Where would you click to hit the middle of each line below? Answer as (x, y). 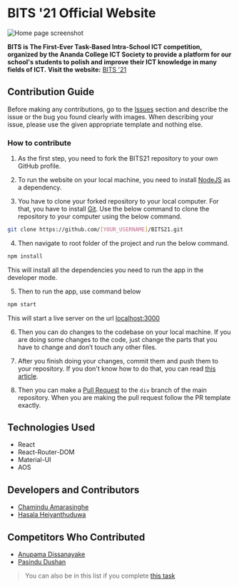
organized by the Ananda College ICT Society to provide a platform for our (119, 54)
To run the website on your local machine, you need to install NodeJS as (124, 180)
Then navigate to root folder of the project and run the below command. (123, 243)
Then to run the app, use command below (79, 291)
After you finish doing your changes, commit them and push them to (118, 361)
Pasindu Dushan (42, 562)
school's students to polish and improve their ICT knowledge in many (112, 61)
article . (28, 376)
